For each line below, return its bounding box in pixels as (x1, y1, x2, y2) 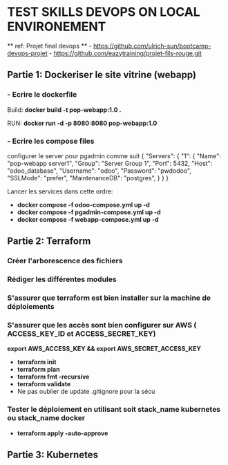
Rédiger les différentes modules (7, 274, 117, 284)
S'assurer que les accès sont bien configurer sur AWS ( (7, 321, 197, 330)
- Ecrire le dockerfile (7, 90, 77, 99)
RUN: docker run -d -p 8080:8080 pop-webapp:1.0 (7, 119, 158, 127)
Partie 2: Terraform (7, 236, 91, 247)
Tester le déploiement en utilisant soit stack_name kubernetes (7, 405, 221, 415)
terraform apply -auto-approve (17, 429, 108, 437)
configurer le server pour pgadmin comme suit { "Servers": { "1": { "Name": (7, 151, 221, 160)
